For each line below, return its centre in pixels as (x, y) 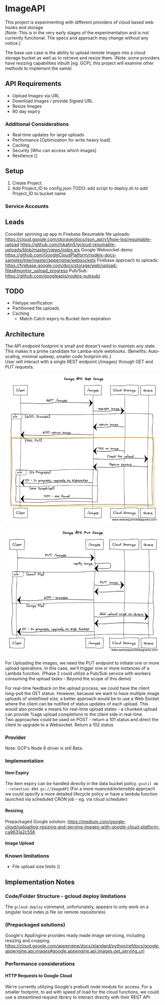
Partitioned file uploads (36, 308)
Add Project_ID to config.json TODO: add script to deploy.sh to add (80, 188)
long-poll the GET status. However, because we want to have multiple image (82, 693)
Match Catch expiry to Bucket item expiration (65, 319)
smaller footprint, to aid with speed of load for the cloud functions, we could (82, 992)
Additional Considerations (37, 124)
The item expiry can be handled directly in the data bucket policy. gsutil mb (82, 784)
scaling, (13, 357)
